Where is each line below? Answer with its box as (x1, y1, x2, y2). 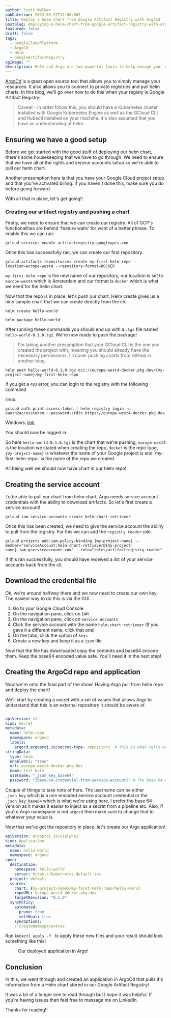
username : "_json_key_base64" (10, 773, 74, 778)
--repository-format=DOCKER (55, 264, 115, 269)
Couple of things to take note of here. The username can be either (5, 787, 144, 793)
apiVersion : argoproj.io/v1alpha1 (5, 833, 79, 839)
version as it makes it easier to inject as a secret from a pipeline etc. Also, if (5, 803, 163, 809)
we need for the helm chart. (5, 284, 64, 290)
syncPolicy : (10, 900, 36, 905)
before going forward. (5, 185, 51, 191)
